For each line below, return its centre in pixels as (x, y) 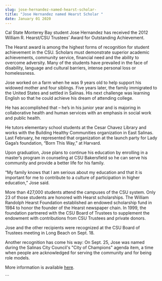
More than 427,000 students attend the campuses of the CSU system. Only (80, 192)
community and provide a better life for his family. (55, 163)
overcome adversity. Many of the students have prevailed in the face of (77, 63)
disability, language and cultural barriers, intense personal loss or (71, 68)
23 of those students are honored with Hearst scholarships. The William (77, 197)
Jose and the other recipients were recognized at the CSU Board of (72, 228)
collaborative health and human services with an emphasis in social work (78, 113)
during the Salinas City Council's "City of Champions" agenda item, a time (79, 248)
